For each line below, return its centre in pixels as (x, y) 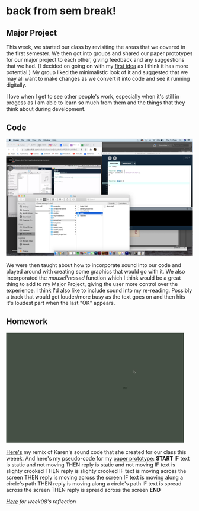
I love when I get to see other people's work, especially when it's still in (93, 96)
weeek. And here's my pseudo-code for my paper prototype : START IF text (98, 458)
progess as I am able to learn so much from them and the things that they (96, 103)
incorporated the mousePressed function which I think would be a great (94, 278)
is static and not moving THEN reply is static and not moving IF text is (91, 465)
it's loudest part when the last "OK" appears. (61, 303)
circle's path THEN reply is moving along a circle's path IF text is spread (94, 483)
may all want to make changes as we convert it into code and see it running (98, 79)
